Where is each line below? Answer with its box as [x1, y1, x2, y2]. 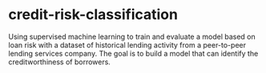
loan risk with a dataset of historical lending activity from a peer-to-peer [8, 40, 247, 49]
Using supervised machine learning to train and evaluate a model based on [8, 32, 256, 41]
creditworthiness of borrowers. [8, 57, 111, 67]
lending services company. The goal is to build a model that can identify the [8, 48, 259, 58]
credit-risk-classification [8, 6, 179, 24]
